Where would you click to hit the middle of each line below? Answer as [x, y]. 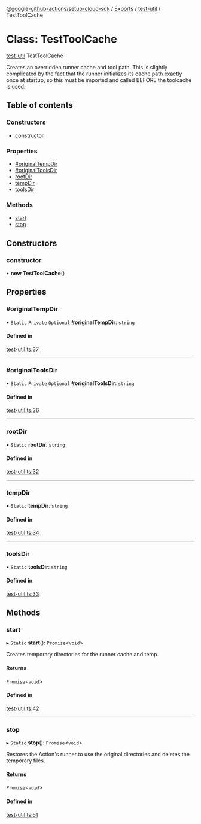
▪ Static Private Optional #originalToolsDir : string [70, 383]
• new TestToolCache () [36, 273]
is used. [16, 86]
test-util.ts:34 [23, 533]
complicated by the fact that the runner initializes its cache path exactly [94, 74]
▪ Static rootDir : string [36, 444]
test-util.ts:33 [23, 594]
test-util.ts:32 [23, 471]
